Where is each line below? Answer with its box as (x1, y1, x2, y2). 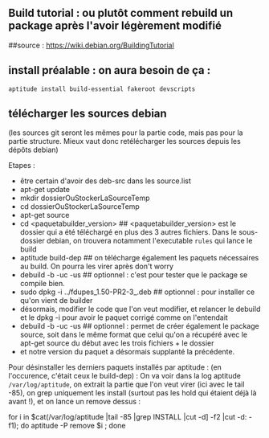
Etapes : (8, 161, 36, 170)
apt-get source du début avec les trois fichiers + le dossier (19, 338, 214, 348)
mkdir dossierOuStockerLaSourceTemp (19, 193, 150, 203)
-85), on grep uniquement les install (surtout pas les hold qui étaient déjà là (8, 388, 257, 398)
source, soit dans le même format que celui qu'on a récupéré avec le (19, 330, 247, 340)
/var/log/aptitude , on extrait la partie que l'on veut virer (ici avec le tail (8, 379, 245, 389)
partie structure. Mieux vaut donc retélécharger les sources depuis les (8, 137, 241, 146)
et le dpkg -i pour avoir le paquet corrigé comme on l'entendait (19, 313, 229, 322)
